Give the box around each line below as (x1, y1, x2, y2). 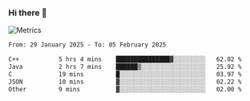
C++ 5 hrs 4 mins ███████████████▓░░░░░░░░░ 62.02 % (8, 55, 242, 63)
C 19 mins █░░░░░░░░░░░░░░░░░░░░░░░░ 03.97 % (8, 70, 242, 79)
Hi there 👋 (8, 7, 48, 18)
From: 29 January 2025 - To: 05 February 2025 (8, 41, 167, 49)
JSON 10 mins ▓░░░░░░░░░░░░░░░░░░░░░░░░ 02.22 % (8, 78, 242, 86)
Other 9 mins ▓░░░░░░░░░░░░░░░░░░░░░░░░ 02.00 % (8, 85, 242, 93)
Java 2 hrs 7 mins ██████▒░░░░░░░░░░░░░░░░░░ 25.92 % (8, 63, 242, 71)
